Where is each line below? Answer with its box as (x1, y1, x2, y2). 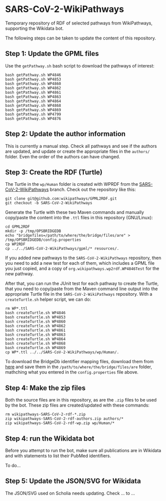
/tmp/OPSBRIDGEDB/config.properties (5, 237, 81, 243)
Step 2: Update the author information (5, 130, 126, 138)
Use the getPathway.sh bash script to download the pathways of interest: (5, 62, 155, 68)
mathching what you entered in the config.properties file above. (5, 369, 139, 375)
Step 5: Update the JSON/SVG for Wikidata (5, 477, 141, 486)
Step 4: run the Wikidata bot (5, 434, 95, 443)
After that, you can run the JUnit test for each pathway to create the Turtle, (5, 281, 159, 287)
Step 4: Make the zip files (5, 384, 86, 392)
